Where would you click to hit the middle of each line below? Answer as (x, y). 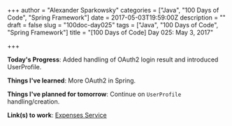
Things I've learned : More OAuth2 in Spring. (72, 80)
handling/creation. (34, 101)
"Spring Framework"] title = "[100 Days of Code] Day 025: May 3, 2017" (110, 32)
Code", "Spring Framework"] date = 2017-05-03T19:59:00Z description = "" (116, 17)
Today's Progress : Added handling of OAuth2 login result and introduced (113, 59)
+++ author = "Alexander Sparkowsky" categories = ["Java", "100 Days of (113, 10)
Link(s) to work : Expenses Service (57, 115)
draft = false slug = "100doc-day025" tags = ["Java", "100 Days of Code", (113, 25)
